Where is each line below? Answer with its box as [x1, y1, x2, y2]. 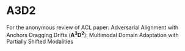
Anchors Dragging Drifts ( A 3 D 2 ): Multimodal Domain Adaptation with [6, 30, 179, 38]
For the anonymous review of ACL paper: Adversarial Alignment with [6, 24, 179, 31]
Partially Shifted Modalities [6, 38, 74, 45]
